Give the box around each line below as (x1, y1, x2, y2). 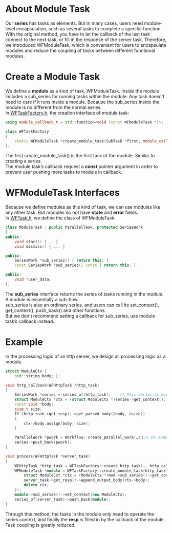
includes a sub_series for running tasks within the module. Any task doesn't (5, 93, 165, 99)
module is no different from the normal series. (5, 104, 102, 111)
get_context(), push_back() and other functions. (5, 307, 106, 314)
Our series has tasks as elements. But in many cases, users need (5, 20, 143, 26)
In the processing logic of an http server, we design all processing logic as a (5, 353, 166, 359)
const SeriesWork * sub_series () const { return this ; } (14, 263, 137, 268)
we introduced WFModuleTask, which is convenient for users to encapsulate (5, 42, 166, 48)
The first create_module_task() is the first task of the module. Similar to (5, 153, 155, 159)
